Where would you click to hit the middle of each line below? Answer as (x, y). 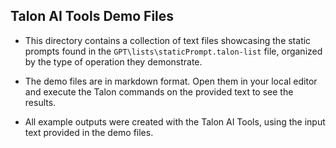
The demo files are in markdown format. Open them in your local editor (171, 81)
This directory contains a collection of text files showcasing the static (168, 40)
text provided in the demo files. (89, 132)
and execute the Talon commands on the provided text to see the (159, 91)
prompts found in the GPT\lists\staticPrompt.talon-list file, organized (173, 51)
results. (40, 102)
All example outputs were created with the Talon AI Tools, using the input (175, 121)
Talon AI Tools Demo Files (92, 16)
